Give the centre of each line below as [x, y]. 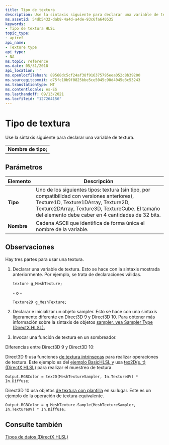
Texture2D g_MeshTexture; [39, 302]
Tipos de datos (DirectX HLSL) [37, 437]
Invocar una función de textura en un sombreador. [64, 337]
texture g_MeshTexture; [37, 284]
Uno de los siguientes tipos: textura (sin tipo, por [93, 190]
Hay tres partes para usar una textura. [45, 259]
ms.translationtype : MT [30, 84]
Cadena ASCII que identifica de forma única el [90, 223]
